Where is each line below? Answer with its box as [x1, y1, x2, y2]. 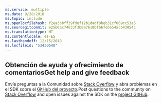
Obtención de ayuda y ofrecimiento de [5, 61, 124, 69]
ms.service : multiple [5, 7, 49, 12]
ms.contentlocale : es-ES [5, 34, 55, 39]
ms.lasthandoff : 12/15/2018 [5, 39, 62, 44]
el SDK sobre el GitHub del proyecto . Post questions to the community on [5, 87, 151, 92]
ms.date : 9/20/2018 [5, 12, 45, 16]
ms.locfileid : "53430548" [5, 43, 57, 48]
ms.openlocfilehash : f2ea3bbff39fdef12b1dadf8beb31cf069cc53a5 [5, 20, 136, 26]
